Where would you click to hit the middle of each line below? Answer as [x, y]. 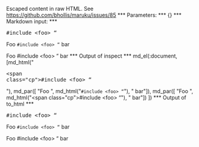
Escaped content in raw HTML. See [50, 9]
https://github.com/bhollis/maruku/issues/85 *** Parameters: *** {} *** [94, 15]
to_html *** [20, 104]
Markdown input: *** [32, 21]
